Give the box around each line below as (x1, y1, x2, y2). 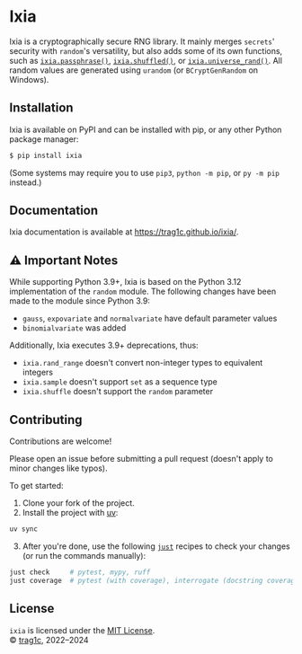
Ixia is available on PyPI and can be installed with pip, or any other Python (9, 124, 282, 135)
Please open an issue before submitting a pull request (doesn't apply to (9, 454, 274, 464)
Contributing (9, 411, 83, 428)
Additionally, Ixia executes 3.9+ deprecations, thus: (9, 340, 200, 351)
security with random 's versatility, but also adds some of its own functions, (9, 45, 283, 56)
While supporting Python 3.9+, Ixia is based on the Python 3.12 (9, 277, 242, 287)
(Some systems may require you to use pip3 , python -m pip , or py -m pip (9, 167, 280, 178)
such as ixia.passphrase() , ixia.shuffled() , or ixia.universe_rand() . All (9, 55, 283, 66)
